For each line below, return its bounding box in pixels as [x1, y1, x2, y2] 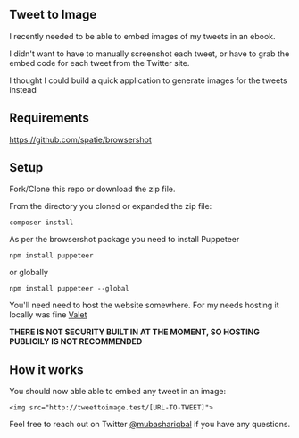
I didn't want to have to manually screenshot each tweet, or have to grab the [9, 48, 290, 59]
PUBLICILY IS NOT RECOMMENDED [9, 336, 143, 347]
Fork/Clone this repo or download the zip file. [9, 183, 176, 195]
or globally [9, 267, 49, 278]
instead [9, 84, 37, 95]
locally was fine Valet [9, 309, 87, 320]
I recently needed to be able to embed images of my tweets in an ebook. [9, 30, 276, 41]
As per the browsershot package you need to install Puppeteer [9, 234, 240, 245]
